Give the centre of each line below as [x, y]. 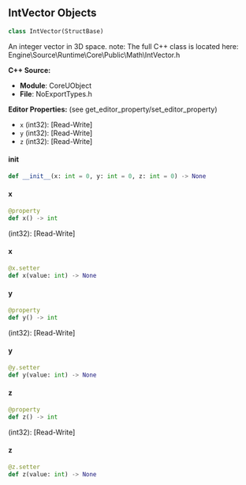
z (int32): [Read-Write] [56, 141]
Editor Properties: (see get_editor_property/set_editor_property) [113, 109]
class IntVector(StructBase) [56, 31]
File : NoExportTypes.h [56, 93]
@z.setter [24, 467]
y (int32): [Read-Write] [56, 133]
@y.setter [24, 367]
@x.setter [24, 268]
